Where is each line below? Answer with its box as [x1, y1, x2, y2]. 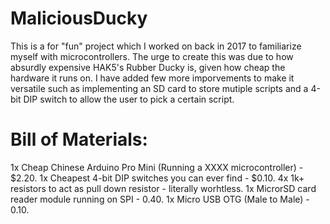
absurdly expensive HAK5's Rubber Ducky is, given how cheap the [10, 61, 286, 73]
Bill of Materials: [10, 128, 148, 151]
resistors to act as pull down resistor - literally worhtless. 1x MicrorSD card [10, 182, 317, 194]
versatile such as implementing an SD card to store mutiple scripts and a [10, 82, 309, 94]
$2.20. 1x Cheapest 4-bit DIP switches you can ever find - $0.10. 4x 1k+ [10, 172, 305, 184]
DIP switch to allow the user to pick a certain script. [23, 93, 235, 105]
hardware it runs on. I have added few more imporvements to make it [10, 72, 295, 84]
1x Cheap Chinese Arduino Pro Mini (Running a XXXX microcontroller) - [10, 161, 304, 173]
